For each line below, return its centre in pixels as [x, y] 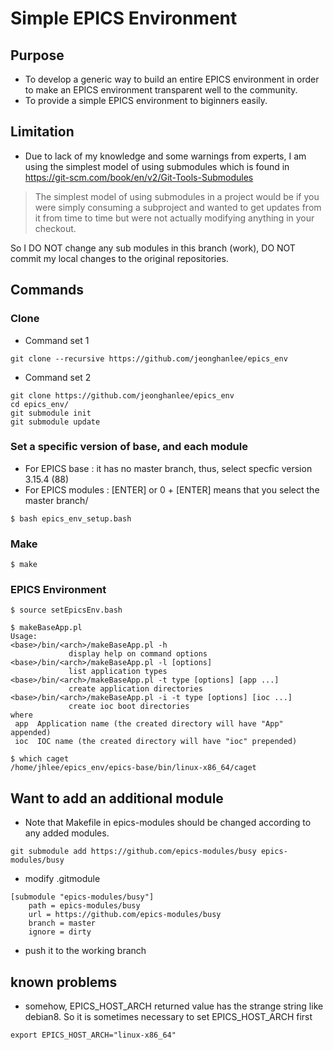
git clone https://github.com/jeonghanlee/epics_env [122, 395]
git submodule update [55, 422]
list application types [118, 672]
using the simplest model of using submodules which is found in [157, 166]
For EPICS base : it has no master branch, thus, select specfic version [168, 468]
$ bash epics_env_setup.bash [71, 518]
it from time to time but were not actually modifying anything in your [174, 218]
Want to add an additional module [117, 798]
